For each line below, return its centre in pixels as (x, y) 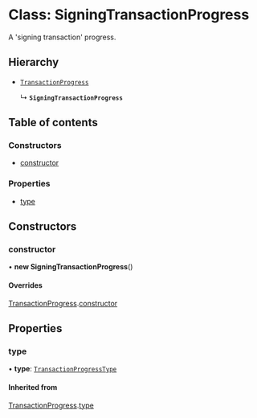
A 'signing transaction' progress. (62, 37)
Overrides (25, 285)
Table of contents (53, 123)
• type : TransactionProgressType (63, 369)
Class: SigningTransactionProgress (129, 15)
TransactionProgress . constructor (63, 303)
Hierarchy (34, 62)
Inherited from (33, 387)
